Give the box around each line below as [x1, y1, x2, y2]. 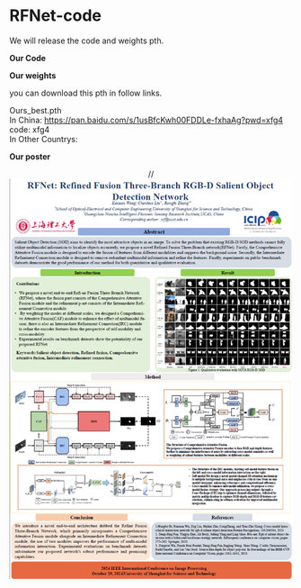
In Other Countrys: [9, 133, 78, 144]
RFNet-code [9, 5, 102, 26]
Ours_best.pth [9, 104, 62, 115]
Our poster [9, 150, 51, 162]
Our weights [9, 69, 57, 81]
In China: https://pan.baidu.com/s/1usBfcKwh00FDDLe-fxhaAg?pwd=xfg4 [9, 114, 284, 125]
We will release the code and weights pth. [9, 35, 164, 46]
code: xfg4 [9, 123, 50, 135]
